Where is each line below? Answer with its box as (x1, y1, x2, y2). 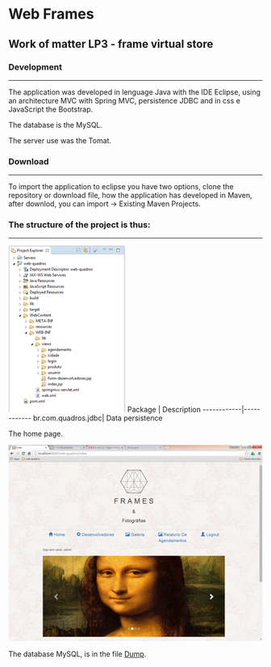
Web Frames (8, 5, 94, 23)
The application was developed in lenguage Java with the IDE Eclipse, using (8, 87, 261, 97)
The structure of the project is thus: (8, 219, 151, 230)
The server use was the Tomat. (8, 135, 111, 146)
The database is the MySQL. (8, 120, 103, 129)
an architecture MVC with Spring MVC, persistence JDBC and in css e (8, 95, 240, 105)
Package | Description (127, 405, 202, 415)
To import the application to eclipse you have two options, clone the (8, 182, 234, 192)
